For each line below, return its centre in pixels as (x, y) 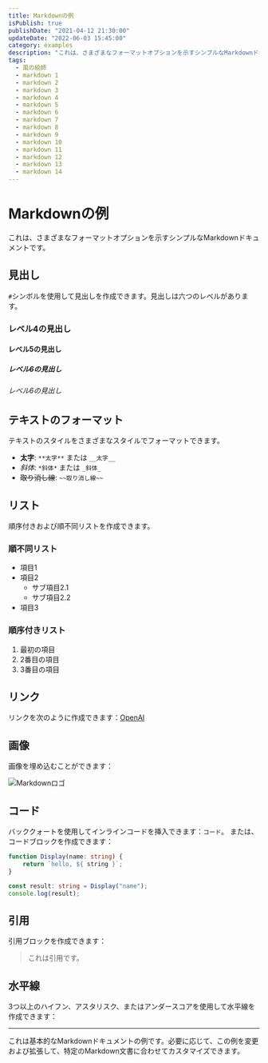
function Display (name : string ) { (66, 857)
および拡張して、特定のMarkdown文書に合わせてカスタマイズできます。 (126, 1051)
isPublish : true (35, 23)
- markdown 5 (37, 105)
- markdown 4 (37, 98)
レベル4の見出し (40, 329)
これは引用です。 (55, 958)
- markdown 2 (37, 82)
